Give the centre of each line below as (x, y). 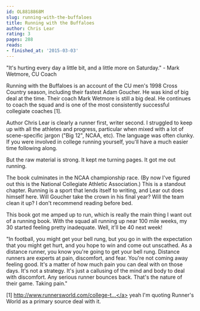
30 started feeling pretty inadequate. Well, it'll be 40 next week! (84, 227)
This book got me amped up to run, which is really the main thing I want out (99, 214)
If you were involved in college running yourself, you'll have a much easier (97, 142)
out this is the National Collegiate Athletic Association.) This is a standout (96, 184)
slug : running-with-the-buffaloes (49, 17)
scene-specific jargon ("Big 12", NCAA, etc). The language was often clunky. (100, 135)
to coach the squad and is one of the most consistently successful (88, 105)
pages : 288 (20, 39)
